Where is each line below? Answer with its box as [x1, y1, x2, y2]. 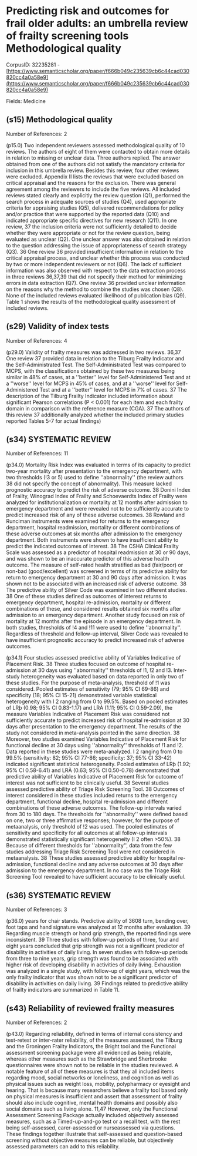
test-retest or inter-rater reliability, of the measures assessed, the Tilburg [6, 1036, 182, 1044]
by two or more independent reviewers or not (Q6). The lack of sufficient [6, 260, 182, 267]
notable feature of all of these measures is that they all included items [6, 1068, 175, 1075]
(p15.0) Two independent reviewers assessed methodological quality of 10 [6, 141, 185, 148]
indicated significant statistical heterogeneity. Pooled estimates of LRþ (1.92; [6, 761, 191, 768]
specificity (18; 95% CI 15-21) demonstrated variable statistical [6, 692, 157, 699]
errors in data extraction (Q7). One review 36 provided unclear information [6, 279, 186, 286]
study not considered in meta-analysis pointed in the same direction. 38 [6, 729, 180, 737]
